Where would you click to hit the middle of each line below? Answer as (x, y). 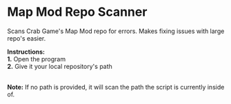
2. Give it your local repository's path (60, 66)
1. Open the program (37, 59)
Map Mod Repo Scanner (77, 12)
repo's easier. (27, 38)
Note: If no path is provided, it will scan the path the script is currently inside (116, 87)
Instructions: (26, 52)
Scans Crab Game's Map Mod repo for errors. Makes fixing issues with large (116, 31)
